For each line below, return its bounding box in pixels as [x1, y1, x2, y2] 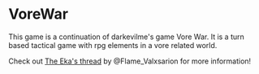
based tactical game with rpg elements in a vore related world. [8, 40, 218, 50]
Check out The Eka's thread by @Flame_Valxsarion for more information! [8, 56, 252, 66]
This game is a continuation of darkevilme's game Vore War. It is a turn [8, 32, 245, 41]
